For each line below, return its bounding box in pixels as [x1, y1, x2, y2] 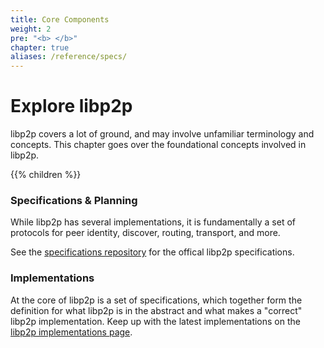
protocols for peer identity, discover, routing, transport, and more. [10, 227, 281, 239]
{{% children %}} [10, 169, 82, 181]
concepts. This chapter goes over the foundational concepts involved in [10, 139, 307, 151]
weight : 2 [10, 24, 52, 34]
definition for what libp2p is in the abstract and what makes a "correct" [10, 304, 303, 316]
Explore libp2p [10, 95, 133, 118]
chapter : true [10, 42, 70, 53]
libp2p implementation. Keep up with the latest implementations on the [10, 315, 301, 327]
